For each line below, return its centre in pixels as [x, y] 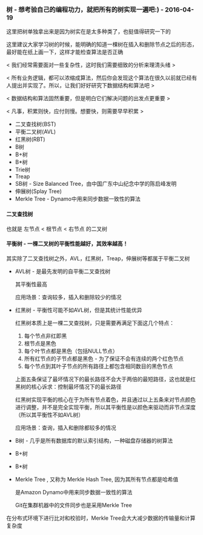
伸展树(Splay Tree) [38, 191]
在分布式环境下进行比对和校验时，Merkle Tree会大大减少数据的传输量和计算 [101, 518]
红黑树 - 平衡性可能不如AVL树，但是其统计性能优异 [78, 310]
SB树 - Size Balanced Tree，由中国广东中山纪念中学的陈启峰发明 [96, 184]
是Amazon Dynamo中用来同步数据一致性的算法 [74, 492]
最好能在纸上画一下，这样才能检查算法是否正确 [65, 52]
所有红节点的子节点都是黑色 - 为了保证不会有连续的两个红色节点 [104, 358]
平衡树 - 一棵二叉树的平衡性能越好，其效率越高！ [67, 244]
